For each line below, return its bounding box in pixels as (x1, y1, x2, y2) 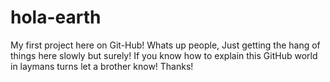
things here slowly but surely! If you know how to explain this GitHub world (10, 49, 318, 61)
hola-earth (10, 6, 102, 29)
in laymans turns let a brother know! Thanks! (10, 60, 194, 72)
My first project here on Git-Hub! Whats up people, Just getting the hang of (10, 39, 321, 51)
